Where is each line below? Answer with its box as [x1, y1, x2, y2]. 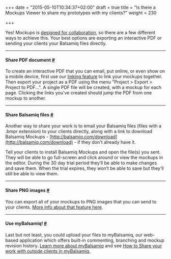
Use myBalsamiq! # [5, 220, 47, 226]
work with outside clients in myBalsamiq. [5, 248, 91, 254]
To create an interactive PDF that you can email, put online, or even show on [5, 68, 165, 74]
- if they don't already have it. [74, 139, 136, 145]
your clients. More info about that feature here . [5, 204, 103, 210]
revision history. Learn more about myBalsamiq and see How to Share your [5, 242, 162, 249]
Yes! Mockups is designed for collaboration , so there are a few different [5, 30, 156, 35]
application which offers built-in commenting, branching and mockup [19, 237, 164, 243]
